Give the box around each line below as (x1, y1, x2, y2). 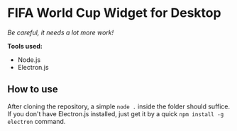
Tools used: (7, 42, 43, 50)
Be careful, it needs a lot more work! (7, 28, 114, 37)
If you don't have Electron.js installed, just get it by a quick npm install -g (7, 109, 224, 118)
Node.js (17, 55, 41, 64)
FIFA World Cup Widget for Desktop (7, 5, 221, 21)
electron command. (7, 117, 66, 125)
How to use (7, 83, 58, 96)
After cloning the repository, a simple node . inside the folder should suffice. (7, 102, 231, 111)
